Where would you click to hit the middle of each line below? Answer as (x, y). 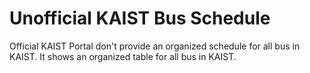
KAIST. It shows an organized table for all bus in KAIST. (123, 56)
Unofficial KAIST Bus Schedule (140, 18)
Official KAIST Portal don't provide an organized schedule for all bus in (155, 46)
